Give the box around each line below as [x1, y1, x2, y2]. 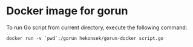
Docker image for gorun [6, 4, 128, 18]
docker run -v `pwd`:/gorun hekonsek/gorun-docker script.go [6, 35, 164, 41]
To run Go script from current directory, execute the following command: [6, 24, 188, 31]
